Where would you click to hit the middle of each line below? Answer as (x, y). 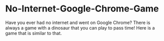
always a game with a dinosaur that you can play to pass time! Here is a (80, 27)
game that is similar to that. (34, 33)
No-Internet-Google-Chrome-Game (82, 9)
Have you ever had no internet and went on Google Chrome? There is (78, 22)
